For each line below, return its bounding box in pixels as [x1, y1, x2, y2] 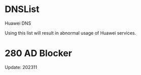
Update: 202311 [5, 64, 37, 70]
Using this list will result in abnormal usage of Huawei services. [5, 30, 136, 36]
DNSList [5, 4, 40, 15]
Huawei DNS [5, 20, 31, 26]
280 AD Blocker [5, 48, 72, 59]
